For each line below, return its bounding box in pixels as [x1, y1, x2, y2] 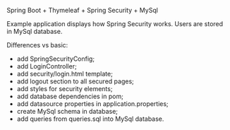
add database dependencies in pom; [16, 92, 124, 100]
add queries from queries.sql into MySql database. [16, 114, 164, 123]
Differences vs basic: [6, 41, 68, 49]
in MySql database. [6, 28, 63, 35]
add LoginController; [16, 62, 77, 70]
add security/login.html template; [16, 70, 114, 78]
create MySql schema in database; [16, 107, 118, 115]
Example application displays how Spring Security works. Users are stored [6, 20, 224, 28]
